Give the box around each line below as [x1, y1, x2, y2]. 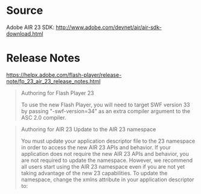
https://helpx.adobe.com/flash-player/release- [6, 71, 122, 79]
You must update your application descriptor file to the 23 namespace [21, 137, 196, 144]
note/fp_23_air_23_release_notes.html [6, 77, 101, 85]
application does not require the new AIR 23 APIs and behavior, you [21, 150, 189, 157]
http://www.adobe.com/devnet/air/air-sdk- [56, 24, 162, 31]
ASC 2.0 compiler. [21, 114, 66, 121]
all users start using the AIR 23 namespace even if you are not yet [21, 163, 185, 170]
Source [6, 4, 43, 18]
